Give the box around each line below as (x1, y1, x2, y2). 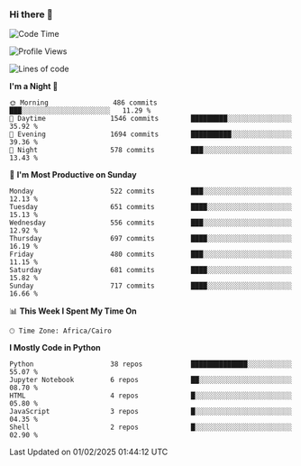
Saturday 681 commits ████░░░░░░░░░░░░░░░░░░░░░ (9, 266, 293, 275)
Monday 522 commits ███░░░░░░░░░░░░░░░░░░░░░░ (9, 187, 293, 196)
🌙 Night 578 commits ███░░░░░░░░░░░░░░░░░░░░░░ (9, 146, 293, 155)
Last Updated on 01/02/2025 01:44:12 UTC (9, 446, 169, 458)
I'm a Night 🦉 (9, 81, 59, 92)
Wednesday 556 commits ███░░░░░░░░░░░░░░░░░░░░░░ (9, 218, 293, 228)
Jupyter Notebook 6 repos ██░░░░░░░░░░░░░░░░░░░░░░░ (9, 376, 293, 385)
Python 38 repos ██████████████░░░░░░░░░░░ (9, 360, 293, 369)
